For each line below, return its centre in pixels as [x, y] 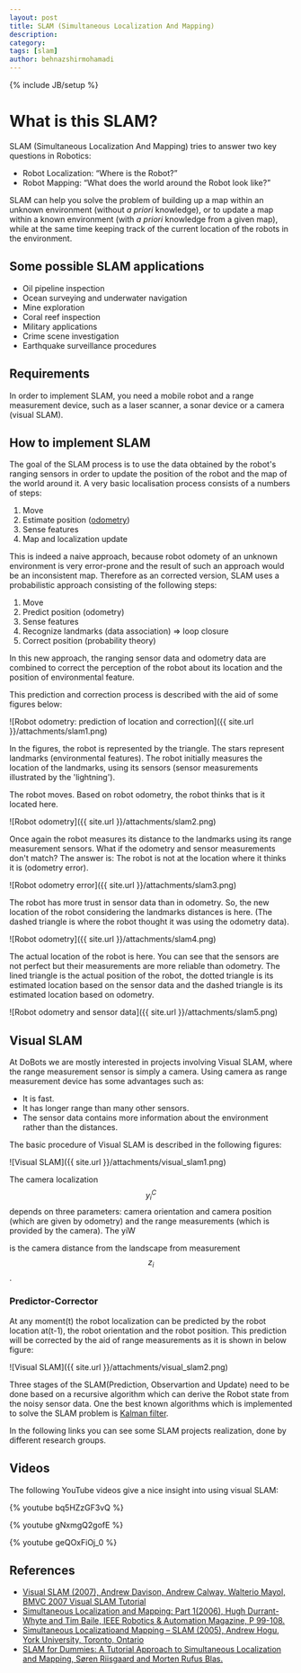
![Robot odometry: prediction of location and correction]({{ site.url [132, 722]
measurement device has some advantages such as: [107, 1081]
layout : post [34, 18]
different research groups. [58, 1440]
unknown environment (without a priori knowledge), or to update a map [142, 209]
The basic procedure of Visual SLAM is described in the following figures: [146, 1145]
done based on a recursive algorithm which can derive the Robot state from [149, 1393]
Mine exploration [53, 307]
